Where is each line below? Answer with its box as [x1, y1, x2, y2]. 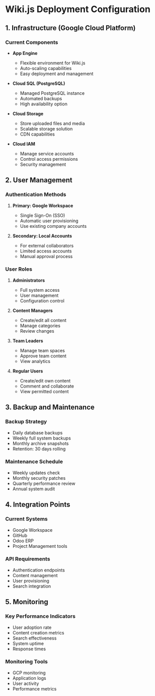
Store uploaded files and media [20, 120, 85, 126]
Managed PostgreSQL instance [20, 90, 85, 96]
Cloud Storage [12, 110, 44, 116]
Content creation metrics [12, 629, 64, 636]
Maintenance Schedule [5, 458, 63, 465]
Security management [20, 161, 66, 167]
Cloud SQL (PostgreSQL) [12, 80, 65, 86]
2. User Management [5, 176, 72, 184]
